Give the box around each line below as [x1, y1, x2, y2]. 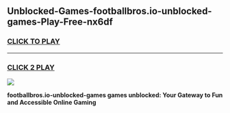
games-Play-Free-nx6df [7, 16, 113, 28]
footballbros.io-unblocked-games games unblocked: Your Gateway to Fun [7, 90, 223, 99]
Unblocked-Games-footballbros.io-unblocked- [7, 5, 212, 17]
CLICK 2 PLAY [7, 62, 55, 72]
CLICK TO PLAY [7, 37, 60, 47]
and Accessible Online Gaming [7, 98, 97, 106]
